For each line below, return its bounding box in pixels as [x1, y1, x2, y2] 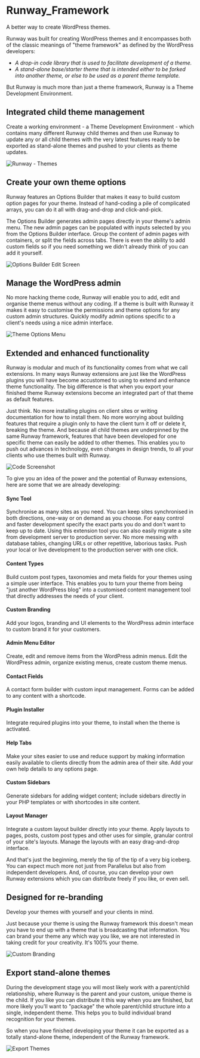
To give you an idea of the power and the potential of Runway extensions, [6, 475, 187, 482]
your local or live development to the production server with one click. [6, 546, 179, 553]
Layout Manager [6, 812, 48, 819]
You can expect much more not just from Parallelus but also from [6, 863, 166, 870]
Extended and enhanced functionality [6, 348, 150, 358]
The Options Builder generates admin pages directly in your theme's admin [6, 217, 191, 225]
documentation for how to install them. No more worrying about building [6, 413, 184, 421]
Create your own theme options [6, 177, 127, 188]
